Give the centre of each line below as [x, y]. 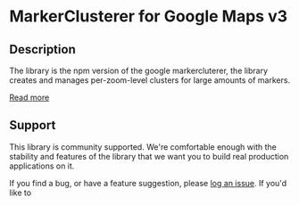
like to [21, 193]
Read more [29, 97]
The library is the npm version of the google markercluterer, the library [139, 70]
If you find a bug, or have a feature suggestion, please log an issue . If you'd [148, 183]
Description [42, 49]
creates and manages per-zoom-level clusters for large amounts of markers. [150, 80]
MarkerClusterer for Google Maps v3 [149, 16]
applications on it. [42, 166]
